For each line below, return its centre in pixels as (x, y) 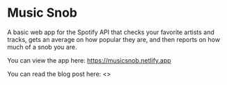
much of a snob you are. (42, 47)
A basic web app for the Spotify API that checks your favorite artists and (111, 32)
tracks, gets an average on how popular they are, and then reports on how (114, 39)
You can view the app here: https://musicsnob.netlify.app (89, 60)
